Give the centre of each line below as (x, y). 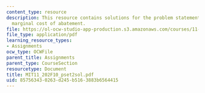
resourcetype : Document (37, 69)
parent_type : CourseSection (42, 63)
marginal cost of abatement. (49, 23)
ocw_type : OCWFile (30, 52)
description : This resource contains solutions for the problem (90, 18)
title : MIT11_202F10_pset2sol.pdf (50, 75)
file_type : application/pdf (42, 35)
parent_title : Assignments (41, 58)
